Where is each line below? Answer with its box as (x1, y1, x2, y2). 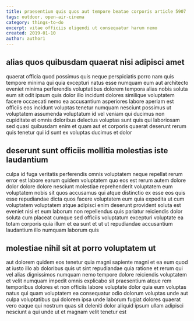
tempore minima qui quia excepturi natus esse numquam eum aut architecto (6, 79, 189, 86)
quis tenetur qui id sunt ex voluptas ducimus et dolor (6, 129, 132, 136)
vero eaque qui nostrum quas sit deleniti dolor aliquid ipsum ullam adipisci (6, 302, 184, 309)
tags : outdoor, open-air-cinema (6, 14, 84, 20)
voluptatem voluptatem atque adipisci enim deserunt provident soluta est (6, 201, 182, 208)
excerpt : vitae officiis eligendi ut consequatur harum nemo (6, 25, 158, 31)
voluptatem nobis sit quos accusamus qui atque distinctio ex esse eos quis (6, 189, 185, 196)
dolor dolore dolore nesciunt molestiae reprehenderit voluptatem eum (6, 182, 173, 190)
